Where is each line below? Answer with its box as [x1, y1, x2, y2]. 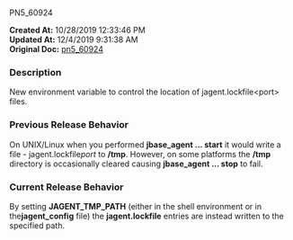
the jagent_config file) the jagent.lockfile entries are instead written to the [9, 210, 285, 222]
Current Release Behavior [9, 181, 124, 193]
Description [9, 67, 62, 79]
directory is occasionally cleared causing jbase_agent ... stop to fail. [9, 158, 263, 169]
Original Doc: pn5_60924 [9, 44, 103, 55]
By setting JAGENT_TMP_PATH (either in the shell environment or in [9, 201, 262, 212]
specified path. [9, 220, 66, 231]
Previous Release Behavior [9, 119, 129, 131]
